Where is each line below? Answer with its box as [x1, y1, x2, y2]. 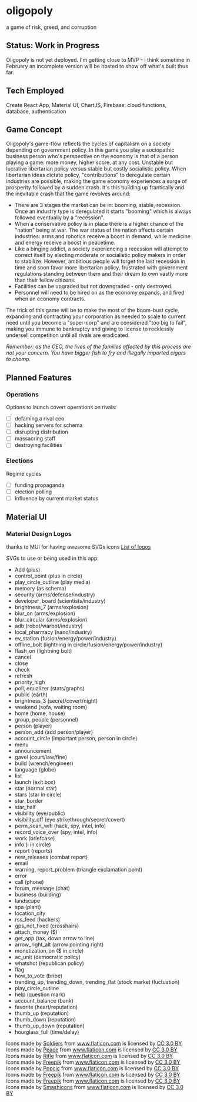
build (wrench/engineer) [14, 760, 74, 767]
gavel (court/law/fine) [14, 753, 68, 760]
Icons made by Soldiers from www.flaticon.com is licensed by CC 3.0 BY [6, 1040, 182, 1047]
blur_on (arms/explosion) [14, 610, 75, 617]
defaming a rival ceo [14, 415, 65, 422]
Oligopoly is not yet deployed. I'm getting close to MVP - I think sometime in [6, 56, 190, 63]
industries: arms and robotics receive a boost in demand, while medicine [14, 233, 191, 240]
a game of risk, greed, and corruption [6, 24, 97, 31]
